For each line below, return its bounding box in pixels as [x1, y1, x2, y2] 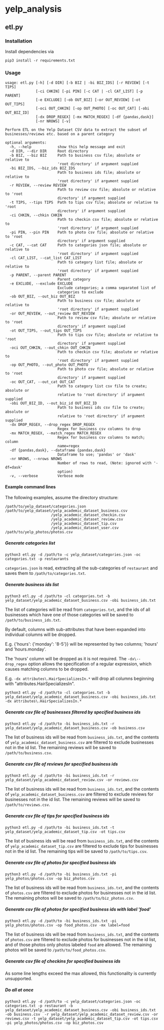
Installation [5, 38, 33, 44]
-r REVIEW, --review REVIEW [9, 183, 67, 188]
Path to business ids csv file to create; [57, 405, 145, 410]
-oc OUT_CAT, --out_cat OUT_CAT [9, 379, 76, 384]
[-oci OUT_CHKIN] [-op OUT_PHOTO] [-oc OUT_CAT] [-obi [36, 106, 150, 111]
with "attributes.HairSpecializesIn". [5, 681, 75, 687]
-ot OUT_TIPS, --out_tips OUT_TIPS [9, 328, 82, 333]
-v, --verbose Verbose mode [9, 474, 84, 479]
